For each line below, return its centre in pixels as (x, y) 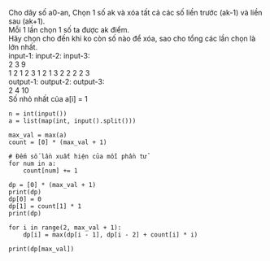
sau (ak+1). (27, 21)
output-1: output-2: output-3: (57, 82)
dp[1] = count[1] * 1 (45, 207)
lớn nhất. (23, 47)
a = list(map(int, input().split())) (72, 121)
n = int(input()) (38, 114)
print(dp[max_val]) (41, 249)
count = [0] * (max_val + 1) (58, 142)
